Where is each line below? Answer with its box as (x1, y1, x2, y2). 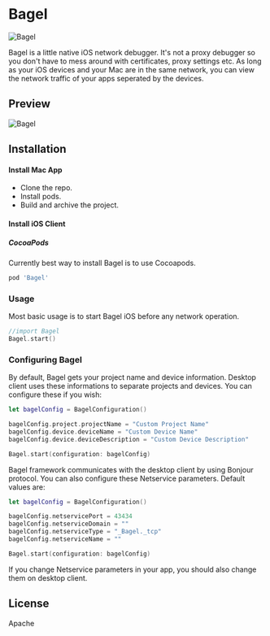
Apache (8, 618, 35, 628)
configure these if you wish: (8, 390, 102, 399)
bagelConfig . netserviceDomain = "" (8, 520, 129, 529)
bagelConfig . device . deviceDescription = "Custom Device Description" (8, 435, 250, 443)
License (8, 597, 50, 611)
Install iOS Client (8, 219, 66, 229)
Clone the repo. (20, 183, 73, 193)
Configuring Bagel (8, 354, 83, 365)
